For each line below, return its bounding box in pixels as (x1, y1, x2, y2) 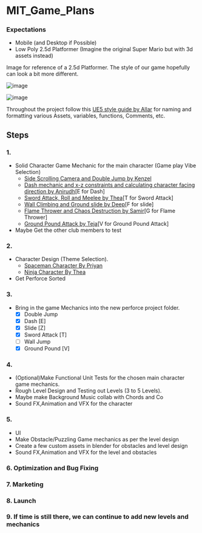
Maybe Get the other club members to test (15, 226, 121, 234)
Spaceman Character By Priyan (24, 262, 103, 270)
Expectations (6, 26, 47, 34)
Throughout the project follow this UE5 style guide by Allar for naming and (6, 106, 192, 113)
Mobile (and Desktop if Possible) (15, 39, 97, 46)
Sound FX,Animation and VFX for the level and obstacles (15, 448, 157, 456)
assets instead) (15, 52, 53, 60)
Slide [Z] (24, 324, 46, 332)
